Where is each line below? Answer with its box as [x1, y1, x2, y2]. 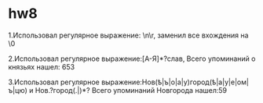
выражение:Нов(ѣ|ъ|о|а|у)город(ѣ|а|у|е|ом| [100, 77, 250, 87]
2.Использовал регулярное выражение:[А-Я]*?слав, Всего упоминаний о [8, 54, 256, 63]
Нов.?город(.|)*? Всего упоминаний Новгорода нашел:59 [35, 85, 228, 94]
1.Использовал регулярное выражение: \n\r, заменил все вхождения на [8, 30, 249, 40]
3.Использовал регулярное [8, 77, 100, 87]
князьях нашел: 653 [8, 62, 75, 71]
